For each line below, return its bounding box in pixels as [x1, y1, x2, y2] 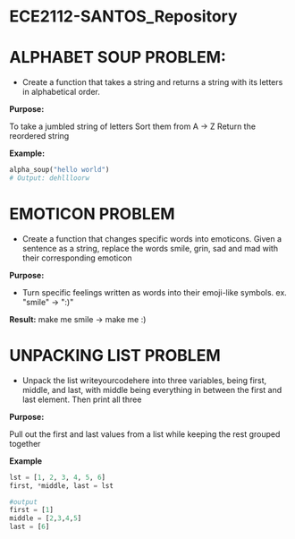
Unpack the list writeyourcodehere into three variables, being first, [21, 374, 267, 386]
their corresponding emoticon [21, 252, 132, 263]
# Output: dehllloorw [9, 174, 90, 183]
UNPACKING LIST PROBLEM [9, 346, 221, 365]
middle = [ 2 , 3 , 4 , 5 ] [9, 514, 82, 523]
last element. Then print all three [21, 394, 142, 405]
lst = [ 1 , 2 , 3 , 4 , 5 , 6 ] [9, 473, 105, 482]
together [9, 438, 41, 449]
